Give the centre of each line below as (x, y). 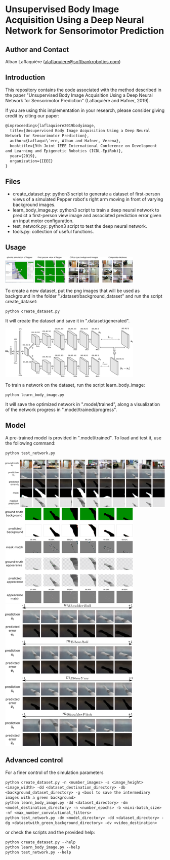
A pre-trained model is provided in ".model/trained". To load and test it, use (83, 438)
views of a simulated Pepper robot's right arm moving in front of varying (88, 199)
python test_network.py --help (38, 852)
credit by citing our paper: (32, 115)
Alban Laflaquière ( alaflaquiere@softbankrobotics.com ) (63, 62)
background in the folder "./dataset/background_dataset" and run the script (84, 296)
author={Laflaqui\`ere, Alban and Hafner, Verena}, (66, 141)
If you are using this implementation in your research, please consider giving (85, 110)
